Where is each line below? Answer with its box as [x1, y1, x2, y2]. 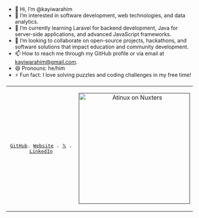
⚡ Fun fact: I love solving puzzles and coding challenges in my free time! [14, 71, 191, 78]
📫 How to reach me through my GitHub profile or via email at [14, 50, 165, 57]
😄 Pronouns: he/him [14, 65, 65, 71]
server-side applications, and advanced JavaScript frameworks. [14, 31, 172, 38]
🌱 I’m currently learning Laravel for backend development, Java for [14, 24, 178, 31]
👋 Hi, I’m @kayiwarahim [14, 6, 73, 12]
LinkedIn [29, 148, 53, 154]
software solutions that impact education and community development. [14, 43, 189, 50]
